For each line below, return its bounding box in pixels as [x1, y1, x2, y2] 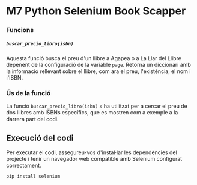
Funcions [6, 26, 34, 34]
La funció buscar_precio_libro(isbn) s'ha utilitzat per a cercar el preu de [6, 102, 187, 110]
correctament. [6, 161, 41, 169]
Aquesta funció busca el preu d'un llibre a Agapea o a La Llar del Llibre [6, 55, 182, 62]
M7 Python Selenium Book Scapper [6, 4, 186, 18]
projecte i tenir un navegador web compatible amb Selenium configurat [6, 155, 183, 163]
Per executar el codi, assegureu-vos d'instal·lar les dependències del [6, 149, 177, 156]
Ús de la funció [6, 89, 51, 97]
